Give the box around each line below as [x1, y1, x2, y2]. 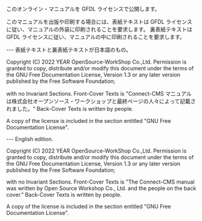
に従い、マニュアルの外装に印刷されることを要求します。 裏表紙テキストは [6, 26, 192, 33]
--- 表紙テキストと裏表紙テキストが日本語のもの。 [6, 46, 132, 53]
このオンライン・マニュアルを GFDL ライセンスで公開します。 [6, 5, 160, 12]
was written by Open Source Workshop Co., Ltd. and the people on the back [6, 185, 197, 192]
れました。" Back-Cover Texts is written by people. [6, 105, 134, 112]
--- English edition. [6, 136, 53, 142]
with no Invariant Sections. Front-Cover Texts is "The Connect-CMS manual [6, 178, 195, 185]
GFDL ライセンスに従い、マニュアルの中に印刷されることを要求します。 [6, 33, 186, 41]
